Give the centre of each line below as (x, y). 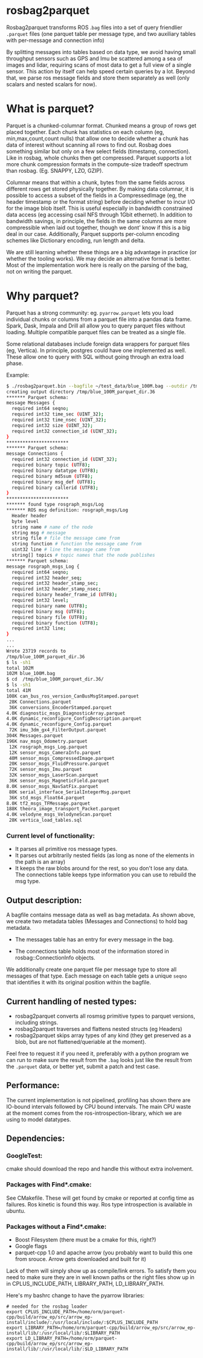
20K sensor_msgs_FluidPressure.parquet (59, 764)
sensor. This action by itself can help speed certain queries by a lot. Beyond (101, 71)
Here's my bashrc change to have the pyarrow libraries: (76, 1296)
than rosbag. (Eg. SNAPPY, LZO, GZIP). (55, 170)
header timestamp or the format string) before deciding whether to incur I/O (101, 201)
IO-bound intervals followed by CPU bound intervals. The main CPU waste (99, 1106)
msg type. (27, 881)
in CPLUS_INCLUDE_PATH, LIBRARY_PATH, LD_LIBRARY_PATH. (85, 1284)
